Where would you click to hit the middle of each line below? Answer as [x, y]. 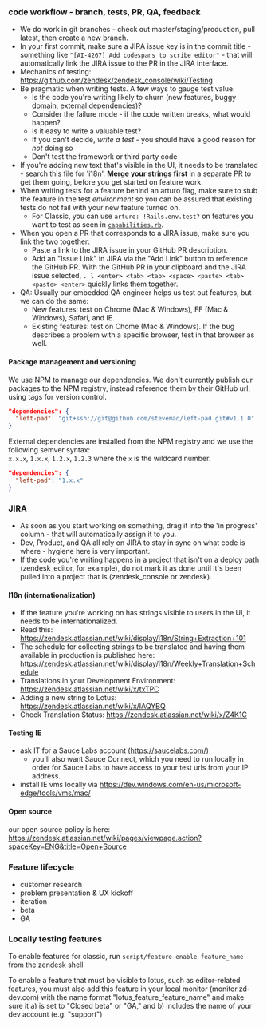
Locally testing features [55, 939]
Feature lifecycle [41, 867]
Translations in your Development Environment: [98, 681]
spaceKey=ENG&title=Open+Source [68, 846]
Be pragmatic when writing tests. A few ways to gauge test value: [127, 89]
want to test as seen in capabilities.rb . [98, 225]
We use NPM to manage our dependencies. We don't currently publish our [131, 380]
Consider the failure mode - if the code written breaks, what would [141, 114]
